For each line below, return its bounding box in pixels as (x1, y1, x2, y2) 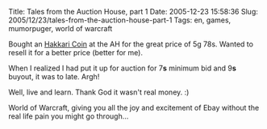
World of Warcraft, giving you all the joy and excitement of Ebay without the (8, 103, 260, 112)
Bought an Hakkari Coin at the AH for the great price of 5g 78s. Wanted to (8, 39, 254, 49)
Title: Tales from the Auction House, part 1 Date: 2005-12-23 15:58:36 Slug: (8, 7, 258, 16)
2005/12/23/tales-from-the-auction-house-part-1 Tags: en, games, (8, 15, 232, 25)
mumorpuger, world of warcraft (8, 24, 113, 33)
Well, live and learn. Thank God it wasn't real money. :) (8, 87, 190, 97)
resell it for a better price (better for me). (8, 48, 144, 57)
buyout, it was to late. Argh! (8, 72, 100, 81)
